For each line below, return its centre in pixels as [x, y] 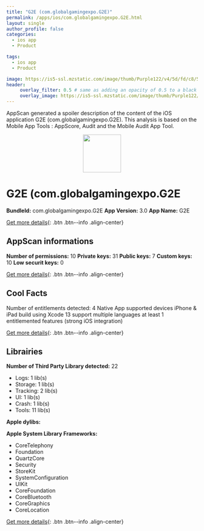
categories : [21, 35]
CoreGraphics [32, 504]
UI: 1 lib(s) [28, 397]
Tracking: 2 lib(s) [36, 391]
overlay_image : [39, 96]
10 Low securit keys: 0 [35, 262]
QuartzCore [30, 458]
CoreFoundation [35, 491]
